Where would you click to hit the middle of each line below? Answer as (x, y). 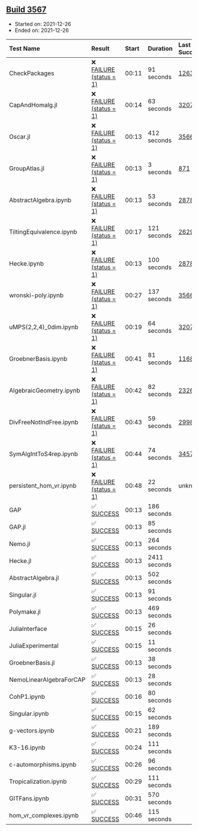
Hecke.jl (20, 561)
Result (100, 48)
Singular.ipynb (29, 714)
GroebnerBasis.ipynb (38, 358)
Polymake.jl (25, 611)
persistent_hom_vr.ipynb (43, 485)
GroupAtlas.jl (27, 168)
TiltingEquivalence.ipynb (43, 231)
